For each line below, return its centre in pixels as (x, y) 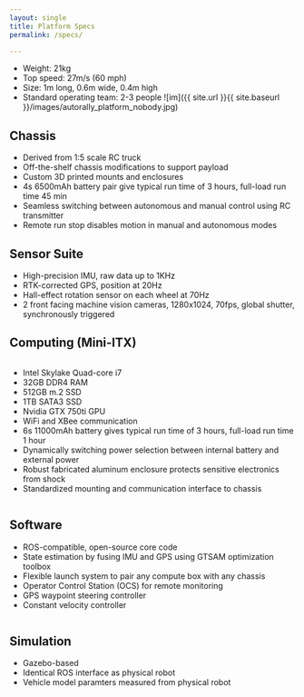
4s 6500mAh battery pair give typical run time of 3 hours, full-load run (154, 186)
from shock (44, 479)
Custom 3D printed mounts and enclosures (103, 177)
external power (51, 459)
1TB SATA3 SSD (52, 402)
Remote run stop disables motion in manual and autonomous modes (150, 225)
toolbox (37, 566)
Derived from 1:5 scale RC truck (82, 158)
